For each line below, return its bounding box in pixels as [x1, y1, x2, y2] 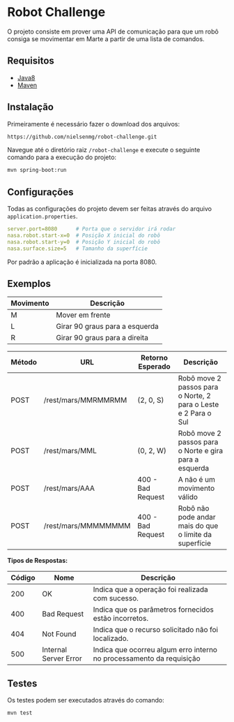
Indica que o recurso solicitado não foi [93, 625, 218, 635]
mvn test [7, 709, 33, 716]
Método [10, 358, 37, 367]
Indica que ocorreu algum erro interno [93, 645, 218, 655]
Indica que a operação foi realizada [93, 584, 208, 594]
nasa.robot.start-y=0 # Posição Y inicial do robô [7, 238, 160, 245]
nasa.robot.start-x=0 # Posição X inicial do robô [7, 232, 160, 239]
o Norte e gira [178, 446, 224, 456]
